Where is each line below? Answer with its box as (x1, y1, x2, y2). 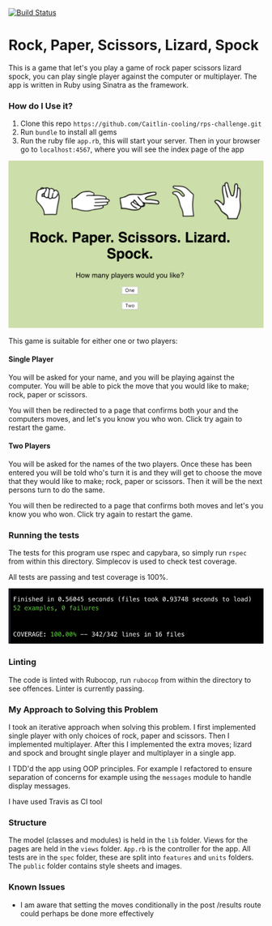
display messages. (8, 781, 71, 791)
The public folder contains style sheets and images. (8, 861, 182, 871)
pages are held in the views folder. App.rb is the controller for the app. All (8, 844, 251, 854)
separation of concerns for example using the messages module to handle (8, 772, 252, 782)
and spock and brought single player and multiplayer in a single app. (8, 748, 236, 757)
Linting (8, 657, 36, 668)
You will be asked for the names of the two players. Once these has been (8, 459, 253, 469)
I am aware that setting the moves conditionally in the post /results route (19, 900, 261, 910)
